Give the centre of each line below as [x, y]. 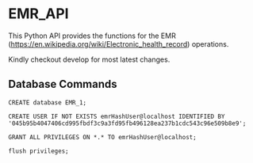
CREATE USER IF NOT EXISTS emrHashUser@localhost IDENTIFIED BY [117, 116]
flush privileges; [38, 151]
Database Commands [63, 84]
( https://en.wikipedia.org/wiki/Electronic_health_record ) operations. [119, 44]
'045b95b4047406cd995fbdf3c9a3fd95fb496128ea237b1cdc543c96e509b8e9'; [127, 123]
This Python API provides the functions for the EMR [92, 36]
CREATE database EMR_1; [48, 102]
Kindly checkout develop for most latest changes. [89, 59]
